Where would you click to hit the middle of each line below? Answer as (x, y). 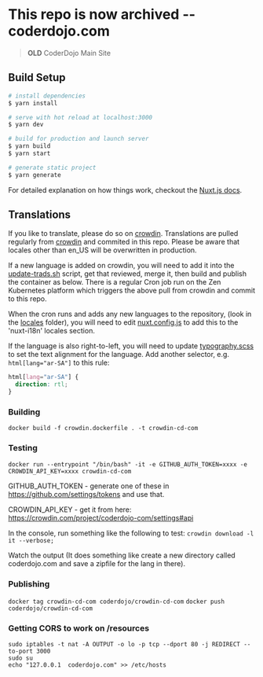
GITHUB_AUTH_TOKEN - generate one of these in (89, 486)
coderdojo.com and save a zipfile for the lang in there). (97, 563)
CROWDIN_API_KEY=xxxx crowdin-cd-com (70, 471)
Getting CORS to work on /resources (79, 628)
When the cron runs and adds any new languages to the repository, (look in (130, 314)
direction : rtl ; (42, 384)
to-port (21, 651)
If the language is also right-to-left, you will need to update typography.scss (131, 346)
